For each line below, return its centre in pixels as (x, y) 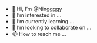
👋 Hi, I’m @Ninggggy (37, 9)
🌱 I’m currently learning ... (43, 21)
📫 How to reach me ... (39, 34)
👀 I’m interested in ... (36, 15)
